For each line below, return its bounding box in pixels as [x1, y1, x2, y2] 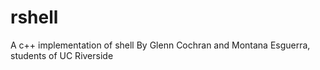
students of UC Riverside [10, 49, 114, 61]
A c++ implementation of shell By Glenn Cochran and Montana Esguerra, [10, 39, 311, 51]
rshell [10, 6, 59, 29]
